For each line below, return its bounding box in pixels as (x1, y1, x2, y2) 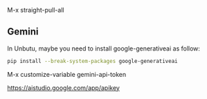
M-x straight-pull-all (7, 6, 64, 14)
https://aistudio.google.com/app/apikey (7, 83, 120, 92)
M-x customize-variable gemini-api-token (7, 70, 127, 78)
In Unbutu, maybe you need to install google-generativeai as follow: (7, 44, 201, 53)
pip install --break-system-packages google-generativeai (7, 57, 178, 64)
